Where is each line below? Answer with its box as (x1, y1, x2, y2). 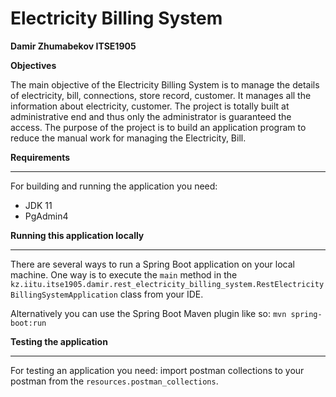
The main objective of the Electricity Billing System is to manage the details (10, 78, 320, 91)
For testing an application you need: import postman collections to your (10, 364, 305, 376)
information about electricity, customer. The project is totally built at (10, 100, 290, 112)
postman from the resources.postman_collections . (10, 375, 219, 387)
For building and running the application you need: (10, 180, 218, 192)
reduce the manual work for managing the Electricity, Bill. (10, 132, 247, 144)
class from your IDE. (119, 288, 204, 300)
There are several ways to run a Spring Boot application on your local (10, 258, 295, 270)
